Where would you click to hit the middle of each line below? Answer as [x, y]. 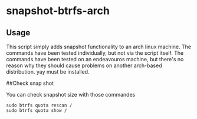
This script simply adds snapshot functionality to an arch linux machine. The [99, 47]
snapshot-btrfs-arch [58, 11]
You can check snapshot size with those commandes [71, 95]
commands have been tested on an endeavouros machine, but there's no [95, 59]
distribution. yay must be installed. [48, 72]
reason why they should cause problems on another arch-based [84, 65]
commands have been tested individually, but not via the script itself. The [95, 53]
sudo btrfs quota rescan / [39, 105]
